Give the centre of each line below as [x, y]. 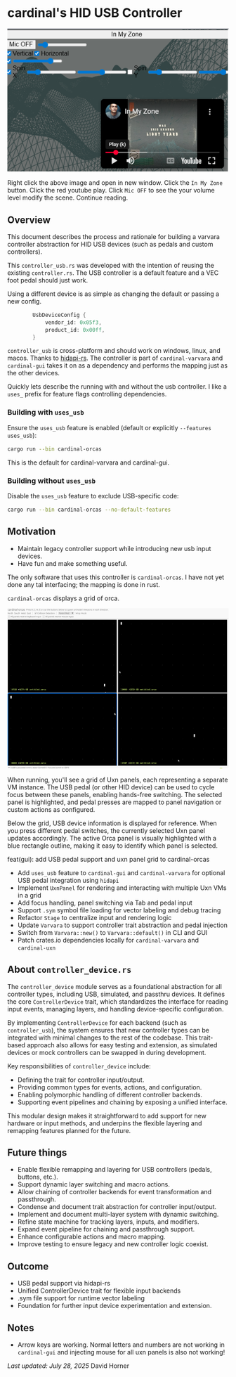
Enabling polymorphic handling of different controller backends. [110, 1094]
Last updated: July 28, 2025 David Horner [68, 1366]
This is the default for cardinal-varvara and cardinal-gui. [88, 463]
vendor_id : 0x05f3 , [73, 322]
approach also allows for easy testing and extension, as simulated [122, 1045]
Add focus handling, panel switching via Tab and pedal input [105, 903]
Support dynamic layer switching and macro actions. [94, 1184]
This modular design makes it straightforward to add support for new [107, 1116]
